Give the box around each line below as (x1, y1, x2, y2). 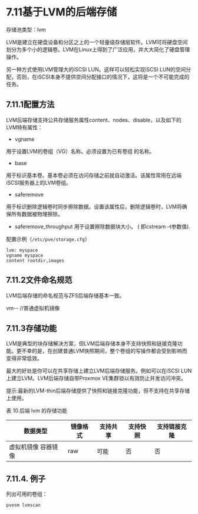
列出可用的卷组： (6, 490, 48, 497)
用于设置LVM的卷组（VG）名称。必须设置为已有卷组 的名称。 (6, 148, 155, 155)
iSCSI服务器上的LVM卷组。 (6, 179, 72, 186)
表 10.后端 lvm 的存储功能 (6, 407, 68, 414)
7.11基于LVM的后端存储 (6, 5, 117, 19)
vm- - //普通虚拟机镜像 (6, 305, 60, 312)
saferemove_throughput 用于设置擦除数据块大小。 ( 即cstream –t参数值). (14, 222, 190, 230)
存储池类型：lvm (6, 26, 46, 33)
